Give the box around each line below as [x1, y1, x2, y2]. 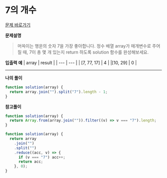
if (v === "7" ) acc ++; [18, 155, 66, 160]
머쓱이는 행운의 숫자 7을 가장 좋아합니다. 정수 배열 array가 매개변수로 [17, 43, 152, 49]
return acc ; [18, 159, 43, 164]
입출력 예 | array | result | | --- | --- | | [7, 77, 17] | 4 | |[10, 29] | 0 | [5, 59, 137, 65]
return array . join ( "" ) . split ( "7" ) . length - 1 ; [9, 89, 108, 94]
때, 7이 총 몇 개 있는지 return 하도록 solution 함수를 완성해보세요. [22, 49, 149, 55]
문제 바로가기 [5, 22, 31, 28]
